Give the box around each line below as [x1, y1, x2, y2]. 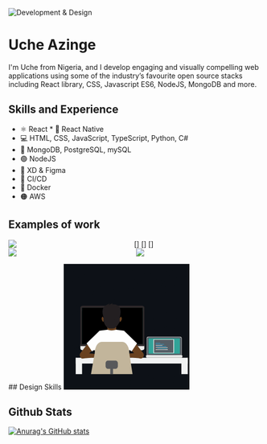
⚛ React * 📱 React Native [19, 124, 105, 134]
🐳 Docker [19, 182, 51, 192]
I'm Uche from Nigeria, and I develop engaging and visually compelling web [8, 62, 259, 72]
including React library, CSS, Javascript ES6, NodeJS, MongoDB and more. [8, 79, 257, 88]
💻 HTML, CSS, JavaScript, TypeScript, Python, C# [19, 133, 189, 142]
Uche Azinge [8, 36, 97, 54]
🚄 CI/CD [19, 174, 47, 183]
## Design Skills [8, 382, 62, 392]
